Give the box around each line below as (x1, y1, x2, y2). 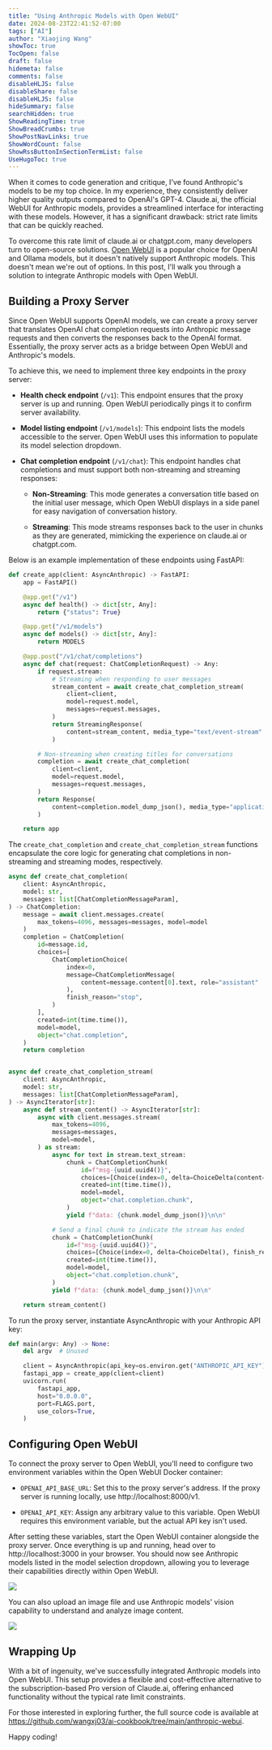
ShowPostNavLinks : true (8, 132, 89, 140)
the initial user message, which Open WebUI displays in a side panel (32, 498, 260, 508)
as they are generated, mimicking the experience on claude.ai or (32, 531, 248, 540)
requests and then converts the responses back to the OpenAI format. (8, 333, 242, 343)
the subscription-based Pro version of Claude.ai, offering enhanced (8, 1683, 234, 1692)
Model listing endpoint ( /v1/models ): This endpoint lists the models (19, 424, 245, 433)
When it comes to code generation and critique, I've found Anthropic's (8, 178, 244, 187)
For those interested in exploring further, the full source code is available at (8, 1707, 259, 1717)
